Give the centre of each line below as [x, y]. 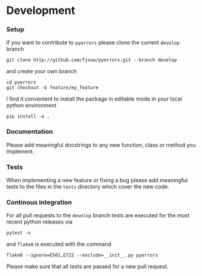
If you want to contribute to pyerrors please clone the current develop [93, 42]
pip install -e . [28, 117]
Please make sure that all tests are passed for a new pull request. [87, 266]
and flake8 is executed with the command [59, 244]
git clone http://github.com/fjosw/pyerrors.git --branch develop [92, 60]
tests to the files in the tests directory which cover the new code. [88, 187]
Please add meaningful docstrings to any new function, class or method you [101, 145]
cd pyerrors [21, 82]
